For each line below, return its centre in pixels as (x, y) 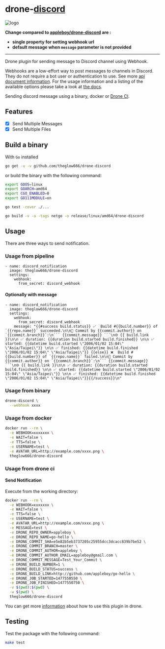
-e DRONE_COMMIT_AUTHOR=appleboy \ (46, 551)
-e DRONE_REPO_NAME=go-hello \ (41, 537)
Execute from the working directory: (41, 491)
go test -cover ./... (27, 207)
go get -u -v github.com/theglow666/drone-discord (58, 166)
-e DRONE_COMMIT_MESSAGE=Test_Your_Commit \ (56, 560)
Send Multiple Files (31, 129)
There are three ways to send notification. (47, 243)
